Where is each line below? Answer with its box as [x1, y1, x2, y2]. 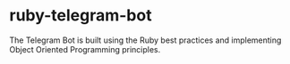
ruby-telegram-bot [9, 5, 152, 26]
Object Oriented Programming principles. [9, 44, 161, 54]
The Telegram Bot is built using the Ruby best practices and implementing [9, 35, 282, 45]
